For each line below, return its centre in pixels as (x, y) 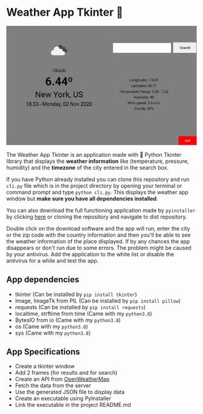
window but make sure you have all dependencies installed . (82, 199)
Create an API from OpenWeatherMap (62, 379)
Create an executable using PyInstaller (63, 398)
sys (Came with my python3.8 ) (53, 333)
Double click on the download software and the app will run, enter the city (98, 228)
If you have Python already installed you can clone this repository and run (98, 179)
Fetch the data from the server (53, 386)
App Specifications (43, 351)
